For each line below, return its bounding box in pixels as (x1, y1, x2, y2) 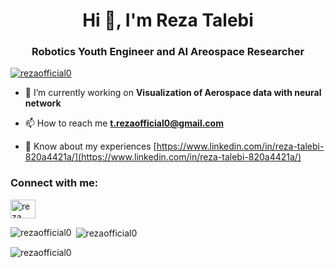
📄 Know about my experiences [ (24, 140, 157, 153)
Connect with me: (10, 176, 99, 190)
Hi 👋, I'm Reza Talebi (82, 9, 254, 32)
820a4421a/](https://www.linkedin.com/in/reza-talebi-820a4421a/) (24, 151, 302, 163)
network (24, 97, 62, 109)
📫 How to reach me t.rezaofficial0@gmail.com (24, 117, 224, 129)
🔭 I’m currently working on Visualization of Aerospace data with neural (24, 87, 322, 99)
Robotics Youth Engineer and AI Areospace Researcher (31, 45, 305, 59)
